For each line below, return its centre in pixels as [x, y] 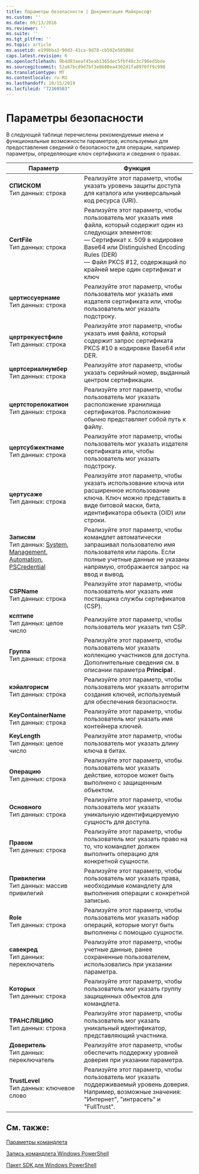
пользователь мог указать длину [131, 743]
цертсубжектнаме [37, 447]
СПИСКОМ [25, 186]
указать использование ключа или [134, 483]
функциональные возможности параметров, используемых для [87, 141]
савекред [24, 949]
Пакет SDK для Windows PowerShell [51, 1165]
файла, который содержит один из [134, 225]
